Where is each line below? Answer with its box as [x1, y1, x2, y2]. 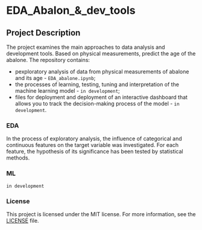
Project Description [6, 28, 81, 38]
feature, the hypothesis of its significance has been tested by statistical [6, 148, 183, 155]
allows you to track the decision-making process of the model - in [14, 100, 180, 107]
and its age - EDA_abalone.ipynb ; [14, 75, 96, 81]
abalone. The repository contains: [6, 57, 90, 63]
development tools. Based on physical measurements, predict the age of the [6, 50, 196, 57]
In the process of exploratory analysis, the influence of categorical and [6, 135, 182, 142]
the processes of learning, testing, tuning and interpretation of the [14, 81, 180, 88]
